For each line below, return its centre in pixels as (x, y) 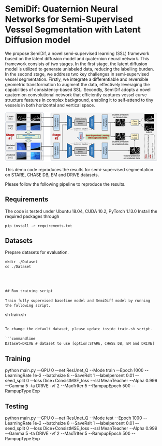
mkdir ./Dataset (21, 262)
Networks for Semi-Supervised (69, 19)
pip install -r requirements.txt (39, 226)
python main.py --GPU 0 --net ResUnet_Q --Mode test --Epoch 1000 (74, 418)
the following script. (28, 306)
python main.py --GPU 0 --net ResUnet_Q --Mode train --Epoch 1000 (74, 370)
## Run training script (29, 291)
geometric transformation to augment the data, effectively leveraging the (77, 84)
